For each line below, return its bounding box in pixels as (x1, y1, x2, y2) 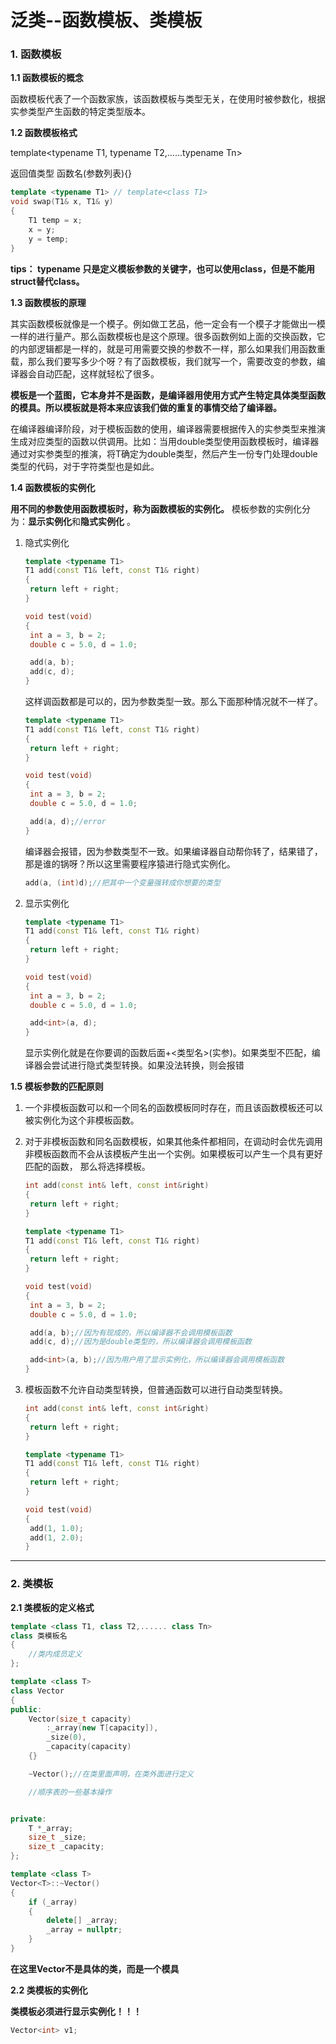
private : (10, 1814, 47, 1824)
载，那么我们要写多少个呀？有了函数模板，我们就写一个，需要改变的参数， (10, 355, 317, 367)
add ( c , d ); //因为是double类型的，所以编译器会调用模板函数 (29, 1337, 252, 1347)
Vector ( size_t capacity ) (28, 1714, 132, 1724)
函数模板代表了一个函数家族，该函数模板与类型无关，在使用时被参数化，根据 (10, 93, 326, 105)
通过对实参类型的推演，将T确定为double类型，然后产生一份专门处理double (10, 447, 318, 460)
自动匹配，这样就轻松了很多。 (36, 367, 160, 380)
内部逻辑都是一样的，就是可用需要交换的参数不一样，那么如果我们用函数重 (18, 342, 326, 355)
